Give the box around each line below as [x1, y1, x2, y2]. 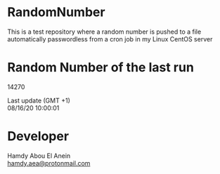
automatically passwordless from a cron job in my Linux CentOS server [7, 34, 213, 43]
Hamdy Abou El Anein [7, 152, 71, 160]
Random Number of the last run [7, 60, 195, 76]
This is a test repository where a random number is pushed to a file [7, 27, 202, 36]
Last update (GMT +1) [7, 96, 70, 105]
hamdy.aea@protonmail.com [7, 159, 91, 167]
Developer [7, 128, 69, 145]
